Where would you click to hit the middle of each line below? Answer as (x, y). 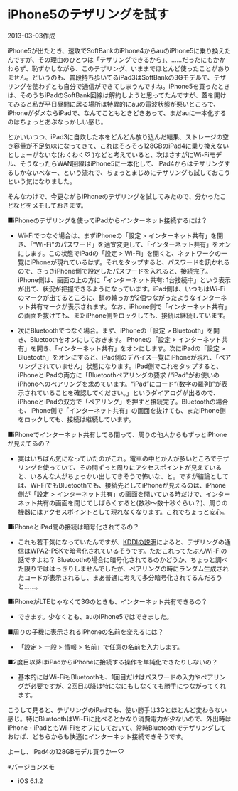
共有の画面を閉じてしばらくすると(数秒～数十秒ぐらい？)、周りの (132, 502)
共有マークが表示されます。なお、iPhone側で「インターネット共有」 (130, 306)
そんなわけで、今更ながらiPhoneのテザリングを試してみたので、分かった (114, 196)
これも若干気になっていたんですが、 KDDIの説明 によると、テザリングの (121, 542)
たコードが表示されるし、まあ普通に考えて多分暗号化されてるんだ (114, 577)
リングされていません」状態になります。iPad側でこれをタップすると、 (120, 366)
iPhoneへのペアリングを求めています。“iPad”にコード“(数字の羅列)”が (119, 384)
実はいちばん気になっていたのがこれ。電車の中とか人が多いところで (117, 458)
